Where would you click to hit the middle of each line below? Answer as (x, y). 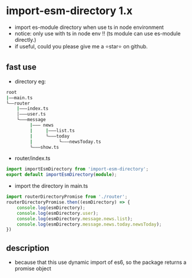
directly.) (25, 40)
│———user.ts (31, 114)
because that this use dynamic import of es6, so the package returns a (100, 262)
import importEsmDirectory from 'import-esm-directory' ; (77, 169)
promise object (33, 269)
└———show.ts (44, 147)
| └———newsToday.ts (65, 142)
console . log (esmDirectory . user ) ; (58, 213)
